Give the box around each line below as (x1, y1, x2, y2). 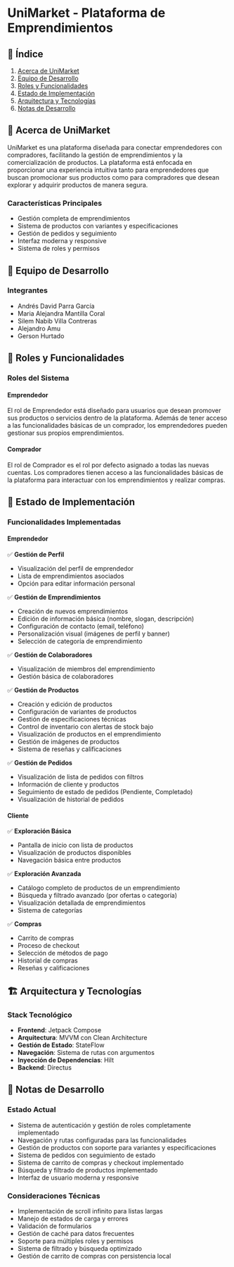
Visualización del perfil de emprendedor (17, 564, 134, 573)
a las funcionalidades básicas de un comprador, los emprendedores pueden (7, 421, 228, 430)
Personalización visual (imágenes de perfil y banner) (17, 629, 170, 638)
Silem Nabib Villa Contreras (17, 316, 97, 325)
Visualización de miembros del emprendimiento (17, 665, 156, 674)
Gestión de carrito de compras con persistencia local (17, 1251, 171, 1260)
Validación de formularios (17, 1221, 92, 1230)
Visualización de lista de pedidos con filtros (17, 773, 144, 781)
